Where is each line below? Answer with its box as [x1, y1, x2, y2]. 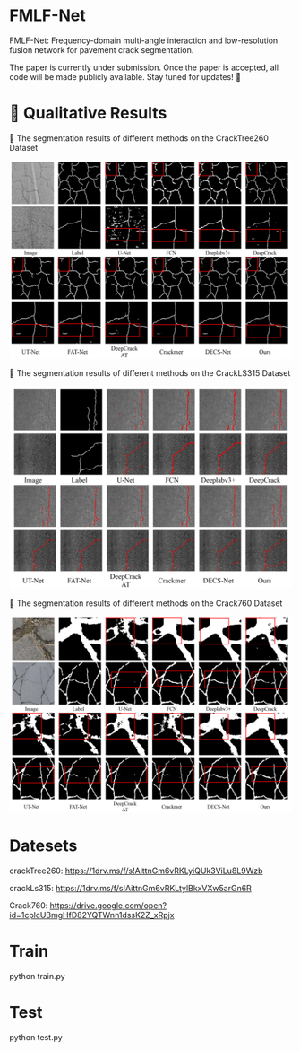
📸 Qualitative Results [9, 103, 167, 124]
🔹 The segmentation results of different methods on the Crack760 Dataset [9, 598, 283, 609]
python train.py [9, 970, 65, 981]
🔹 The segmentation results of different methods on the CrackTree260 [9, 132, 269, 144]
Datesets [9, 836, 78, 856]
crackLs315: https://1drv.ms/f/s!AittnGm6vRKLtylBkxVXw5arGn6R [9, 882, 253, 893]
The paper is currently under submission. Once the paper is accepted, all [9, 62, 279, 73]
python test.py [9, 1031, 63, 1042]
